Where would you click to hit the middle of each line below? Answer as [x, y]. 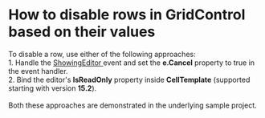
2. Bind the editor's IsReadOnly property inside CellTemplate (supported [129, 79]
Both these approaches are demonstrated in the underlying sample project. [132, 105]
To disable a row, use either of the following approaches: [102, 54]
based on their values [82, 32]
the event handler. [38, 71]
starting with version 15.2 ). [53, 88]
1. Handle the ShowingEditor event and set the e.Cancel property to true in [132, 63]
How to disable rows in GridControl [127, 15]
